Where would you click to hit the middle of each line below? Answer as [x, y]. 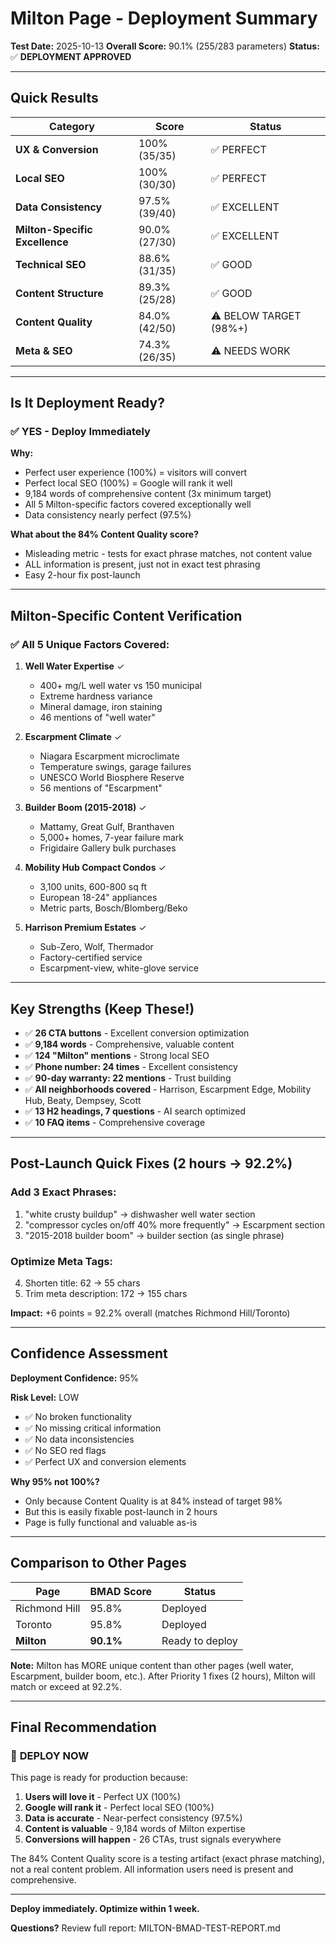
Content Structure [59, 293]
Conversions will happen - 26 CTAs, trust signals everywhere [153, 1839]
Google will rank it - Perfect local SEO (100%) [119, 1808]
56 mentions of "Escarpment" [101, 788]
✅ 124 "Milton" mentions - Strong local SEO [117, 1055]
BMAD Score [121, 1591]
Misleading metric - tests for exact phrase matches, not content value [168, 554]
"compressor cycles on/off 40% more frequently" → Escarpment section [174, 1224]
